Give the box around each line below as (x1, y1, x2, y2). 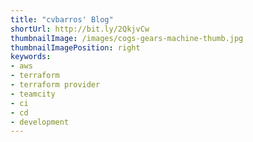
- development (10, 117, 70, 127)
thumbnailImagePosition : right (10, 42, 141, 53)
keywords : (10, 52, 52, 62)
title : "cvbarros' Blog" (10, 14, 114, 25)
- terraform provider (10, 80, 101, 90)
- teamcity (10, 89, 56, 99)
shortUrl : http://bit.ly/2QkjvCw (10, 24, 150, 34)
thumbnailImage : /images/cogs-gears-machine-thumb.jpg (10, 33, 244, 43)
